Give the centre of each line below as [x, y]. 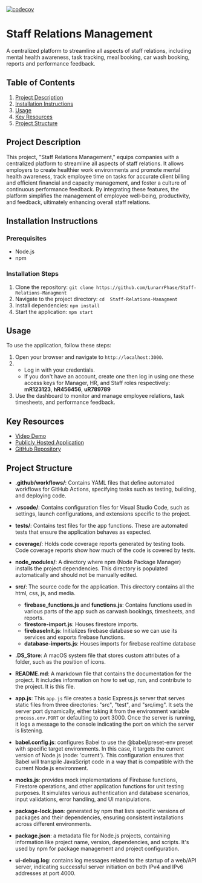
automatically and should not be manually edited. [76, 574]
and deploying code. [41, 496]
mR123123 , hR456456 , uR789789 [67, 389]
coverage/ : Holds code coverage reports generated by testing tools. [100, 544]
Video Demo [31, 436]
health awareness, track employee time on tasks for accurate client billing [98, 176]
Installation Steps [33, 274]
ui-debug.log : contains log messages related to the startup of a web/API [106, 860]
